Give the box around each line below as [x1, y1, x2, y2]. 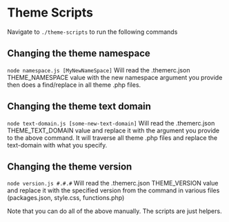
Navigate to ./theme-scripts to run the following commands [7, 28, 178, 36]
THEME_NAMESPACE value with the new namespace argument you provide [7, 73, 223, 81]
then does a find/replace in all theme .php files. [7, 81, 141, 89]
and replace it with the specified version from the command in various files [7, 186, 220, 194]
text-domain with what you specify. [7, 141, 108, 149]
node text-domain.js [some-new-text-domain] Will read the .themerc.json [7, 119, 215, 127]
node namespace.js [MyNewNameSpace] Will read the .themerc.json [7, 65, 190, 74]
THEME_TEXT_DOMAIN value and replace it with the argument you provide [7, 126, 220, 134]
